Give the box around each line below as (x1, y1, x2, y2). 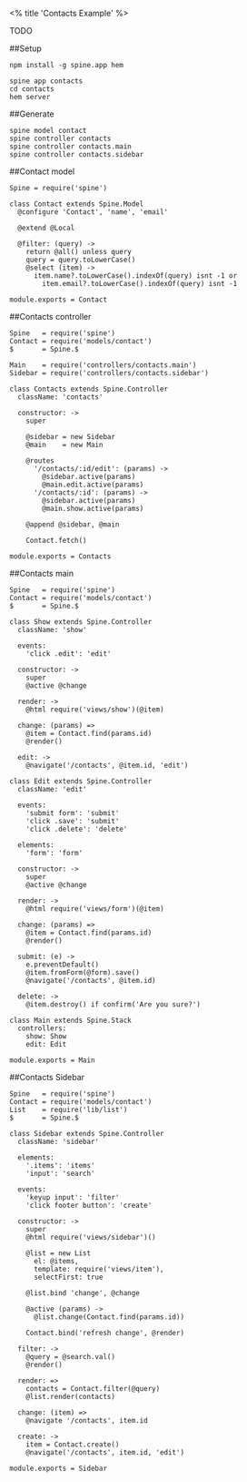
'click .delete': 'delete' (25, 824, 128, 833)
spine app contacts (9, 77, 84, 86)
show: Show (25, 1032, 67, 1041)
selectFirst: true (33, 1272, 104, 1282)
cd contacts (9, 85, 54, 94)
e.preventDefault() (25, 960, 100, 969)
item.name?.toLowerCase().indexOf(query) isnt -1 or (33, 271, 238, 281)
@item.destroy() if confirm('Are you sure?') (25, 1000, 202, 1009)
